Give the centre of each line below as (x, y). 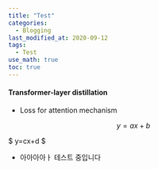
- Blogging (33, 30)
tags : (17, 45)
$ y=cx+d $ (27, 140)
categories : (28, 23)
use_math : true (33, 60)
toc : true (25, 67)
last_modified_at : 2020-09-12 (58, 38)
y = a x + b (133, 125)
